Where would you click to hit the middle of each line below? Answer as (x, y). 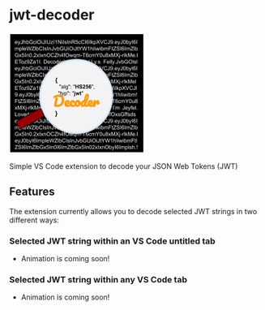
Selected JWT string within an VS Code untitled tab (112, 241)
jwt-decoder (52, 15)
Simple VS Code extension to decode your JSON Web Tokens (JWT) (124, 166)
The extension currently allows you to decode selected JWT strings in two (133, 211)
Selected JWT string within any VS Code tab (98, 279)
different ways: (34, 220)
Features (32, 192)
